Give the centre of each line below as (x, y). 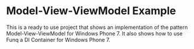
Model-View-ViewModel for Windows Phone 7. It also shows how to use (95, 33)
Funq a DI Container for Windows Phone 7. (58, 40)
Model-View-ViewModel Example (91, 11)
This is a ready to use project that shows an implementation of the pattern (97, 27)
